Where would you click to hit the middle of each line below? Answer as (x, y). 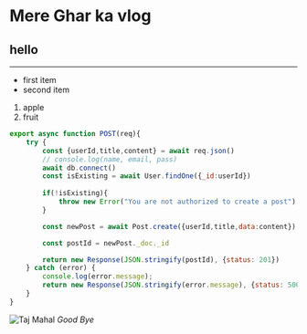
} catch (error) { (61, 268)
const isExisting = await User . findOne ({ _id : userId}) (147, 176)
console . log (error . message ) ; (98, 277)
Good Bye (75, 319)
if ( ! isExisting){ (75, 193)
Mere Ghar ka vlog (80, 16)
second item (46, 89)
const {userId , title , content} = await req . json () (138, 151)
